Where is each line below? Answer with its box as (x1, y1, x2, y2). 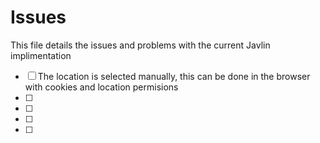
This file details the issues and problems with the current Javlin (10, 39, 271, 51)
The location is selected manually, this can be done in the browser (37, 70, 311, 82)
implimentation (10, 49, 72, 61)
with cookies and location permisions (24, 81, 179, 93)
